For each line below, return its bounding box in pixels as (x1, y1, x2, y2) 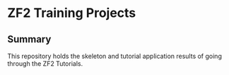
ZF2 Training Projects (7, 5, 136, 21)
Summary (7, 33, 52, 45)
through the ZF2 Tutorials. (7, 59, 83, 68)
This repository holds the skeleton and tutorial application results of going (7, 52, 223, 60)
